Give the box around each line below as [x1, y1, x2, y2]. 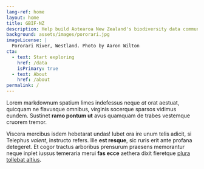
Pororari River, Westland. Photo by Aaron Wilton [12, 43, 140, 49]
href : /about [17, 77, 50, 83]
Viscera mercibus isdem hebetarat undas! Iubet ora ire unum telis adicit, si [6, 130, 192, 137]
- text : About [12, 71, 47, 77]
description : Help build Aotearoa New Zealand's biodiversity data [6, 26, 181, 32]
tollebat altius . [6, 156, 42, 163]
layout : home [6, 15, 39, 21]
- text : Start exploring [12, 54, 75, 60]
